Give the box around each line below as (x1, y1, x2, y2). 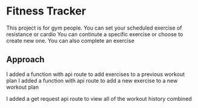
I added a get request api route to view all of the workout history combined (6, 95, 192, 102)
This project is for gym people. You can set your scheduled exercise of (6, 24, 182, 31)
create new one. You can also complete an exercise (6, 37, 135, 44)
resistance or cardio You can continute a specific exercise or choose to (6, 30, 184, 37)
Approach (6, 54, 45, 65)
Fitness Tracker (6, 4, 86, 18)
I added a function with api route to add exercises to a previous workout (6, 71, 185, 78)
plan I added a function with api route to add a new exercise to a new (6, 77, 178, 84)
